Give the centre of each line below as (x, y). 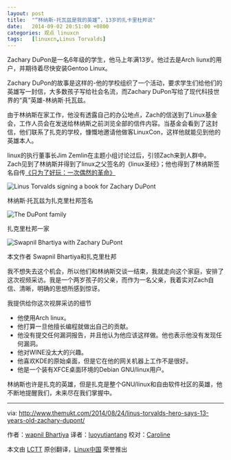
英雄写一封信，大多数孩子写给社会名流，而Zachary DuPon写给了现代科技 (111, 92)
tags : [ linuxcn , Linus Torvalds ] (57, 39)
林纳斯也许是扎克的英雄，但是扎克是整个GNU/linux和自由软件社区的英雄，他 (115, 384)
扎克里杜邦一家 (28, 229)
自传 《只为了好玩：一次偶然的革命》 (64, 172)
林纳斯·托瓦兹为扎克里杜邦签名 (51, 201)
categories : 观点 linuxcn (43, 33)
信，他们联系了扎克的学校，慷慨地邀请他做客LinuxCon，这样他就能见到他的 (114, 132)
